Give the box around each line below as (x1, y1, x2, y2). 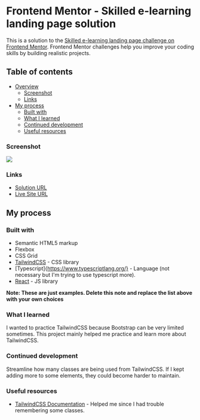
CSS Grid (14, 252, 38, 259)
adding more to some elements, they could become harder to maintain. (6, 371, 181, 379)
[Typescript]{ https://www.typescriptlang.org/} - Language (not (14, 265, 170, 272)
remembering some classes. (14, 406, 85, 414)
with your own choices (6, 295, 64, 303)
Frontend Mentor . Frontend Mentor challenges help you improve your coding (6, 43, 195, 50)
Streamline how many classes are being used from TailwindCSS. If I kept (6, 365, 184, 373)
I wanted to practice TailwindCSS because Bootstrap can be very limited (6, 324, 184, 331)
